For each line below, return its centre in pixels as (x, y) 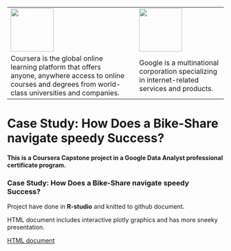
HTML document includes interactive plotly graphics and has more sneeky (112, 220)
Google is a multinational (179, 63)
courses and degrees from (53, 84)
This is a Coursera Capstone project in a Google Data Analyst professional (115, 157)
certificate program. (37, 165)
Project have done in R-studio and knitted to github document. (96, 207)
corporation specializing (178, 71)
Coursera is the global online (57, 58)
